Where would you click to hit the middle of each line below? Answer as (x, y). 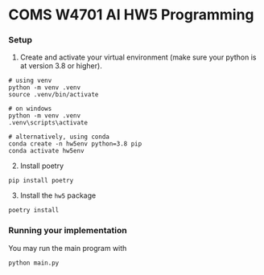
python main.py (34, 263)
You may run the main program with (68, 248)
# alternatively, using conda (59, 137)
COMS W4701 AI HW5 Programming (132, 15)
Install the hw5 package (58, 195)
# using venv (30, 81)
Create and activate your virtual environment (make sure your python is (138, 57)
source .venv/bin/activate (54, 95)
